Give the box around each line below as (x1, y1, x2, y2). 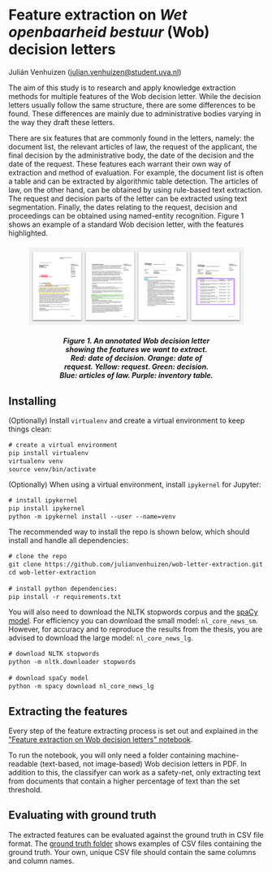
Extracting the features (8, 705, 128, 718)
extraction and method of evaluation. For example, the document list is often (8, 167, 264, 177)
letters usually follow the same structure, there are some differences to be (8, 100, 256, 110)
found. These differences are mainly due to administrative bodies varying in (8, 108, 261, 119)
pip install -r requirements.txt (8, 593, 122, 601)
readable (8, 758, 38, 769)
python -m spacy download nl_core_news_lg (8, 683, 154, 691)
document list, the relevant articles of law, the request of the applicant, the (8, 141, 257, 151)
